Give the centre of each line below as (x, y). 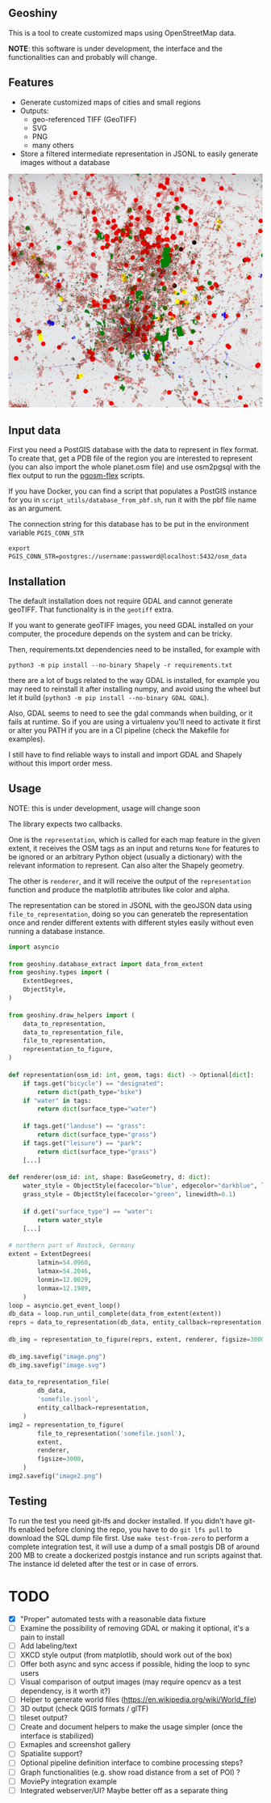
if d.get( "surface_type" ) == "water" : (88, 1211)
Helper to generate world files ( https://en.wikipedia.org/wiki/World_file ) (138, 1699)
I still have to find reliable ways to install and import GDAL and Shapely (125, 755)
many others (53, 145)
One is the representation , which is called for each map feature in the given (134, 839)
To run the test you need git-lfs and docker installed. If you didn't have (125, 1521)
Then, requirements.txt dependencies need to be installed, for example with (134, 649)
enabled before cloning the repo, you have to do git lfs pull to (125, 1529)
